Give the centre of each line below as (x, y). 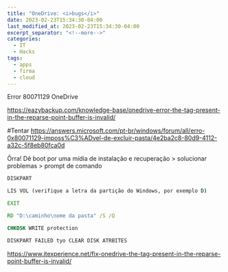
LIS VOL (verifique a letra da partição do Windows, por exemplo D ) (107, 191)
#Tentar (18, 131)
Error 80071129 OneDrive (43, 97)
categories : (24, 39)
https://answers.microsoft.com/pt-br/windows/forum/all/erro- (118, 131)
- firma (24, 71)
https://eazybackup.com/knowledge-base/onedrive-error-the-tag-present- (114, 110)
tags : (15, 58)
